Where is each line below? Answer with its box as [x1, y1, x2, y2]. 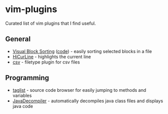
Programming [5, 74, 49, 82]
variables [12, 92, 32, 98]
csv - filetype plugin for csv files [12, 59, 80, 65]
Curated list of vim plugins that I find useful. [5, 20, 96, 26]
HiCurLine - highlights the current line [12, 53, 91, 60]
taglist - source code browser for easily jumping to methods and [12, 87, 146, 93]
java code [12, 103, 33, 109]
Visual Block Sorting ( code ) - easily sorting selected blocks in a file [12, 48, 152, 54]
